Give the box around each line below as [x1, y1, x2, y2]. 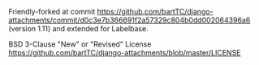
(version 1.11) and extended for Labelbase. [8, 24, 149, 33]
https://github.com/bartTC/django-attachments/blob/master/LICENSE [8, 48, 241, 57]
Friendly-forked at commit [8, 7, 96, 16]
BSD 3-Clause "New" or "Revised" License [8, 39, 152, 49]
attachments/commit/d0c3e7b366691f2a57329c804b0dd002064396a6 [8, 15, 251, 25]
